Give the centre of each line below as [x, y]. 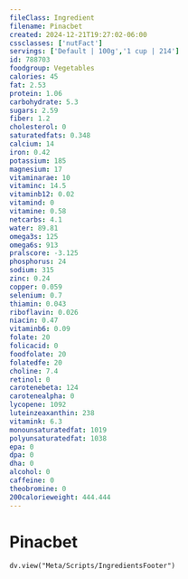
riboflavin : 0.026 [44, 312]
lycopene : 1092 [38, 405]
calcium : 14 [32, 144]
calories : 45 [34, 77]
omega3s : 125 [34, 236]
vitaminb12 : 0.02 [42, 195]
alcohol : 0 [30, 472]
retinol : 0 [30, 380]
